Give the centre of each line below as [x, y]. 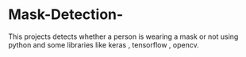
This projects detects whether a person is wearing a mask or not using [123, 36]
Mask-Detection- [66, 15]
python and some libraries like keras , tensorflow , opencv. [104, 44]
